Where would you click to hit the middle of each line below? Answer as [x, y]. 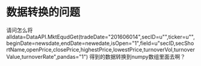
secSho [185, 43]
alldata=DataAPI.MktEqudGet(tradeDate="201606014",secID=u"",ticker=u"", [100, 37]
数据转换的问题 [43, 12]
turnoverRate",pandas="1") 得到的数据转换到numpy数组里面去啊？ [103, 56]
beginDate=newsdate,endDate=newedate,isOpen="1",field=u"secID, [91, 43]
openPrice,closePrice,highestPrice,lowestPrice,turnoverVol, [100, 49]
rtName [16, 49]
